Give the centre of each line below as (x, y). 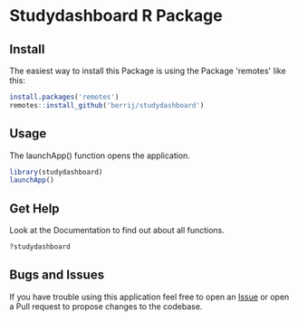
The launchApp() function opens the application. (100, 156)
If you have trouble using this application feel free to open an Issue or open (149, 297)
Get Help (35, 208)
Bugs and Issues (57, 275)
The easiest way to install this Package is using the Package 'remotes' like (148, 71)
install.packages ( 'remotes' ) (64, 97)
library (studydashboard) (56, 172)
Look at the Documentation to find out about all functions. (117, 231)
